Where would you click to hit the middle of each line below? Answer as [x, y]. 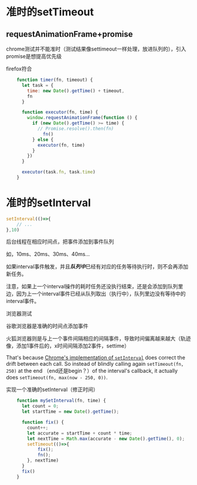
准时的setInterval [48, 203]
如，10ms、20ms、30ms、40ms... [48, 254]
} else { [43, 139]
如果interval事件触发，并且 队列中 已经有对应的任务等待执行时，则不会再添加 [97, 267]
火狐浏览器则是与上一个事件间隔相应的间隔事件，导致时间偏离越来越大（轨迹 [98, 339]
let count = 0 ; [40, 406]
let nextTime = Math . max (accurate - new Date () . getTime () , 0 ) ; [106, 439]
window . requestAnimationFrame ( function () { [82, 118]
